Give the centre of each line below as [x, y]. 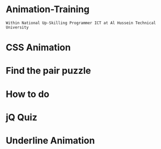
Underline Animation [51, 140]
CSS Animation [38, 48]
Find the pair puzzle [49, 71]
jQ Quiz [22, 117]
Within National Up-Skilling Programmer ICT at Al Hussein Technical [81, 23]
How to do [28, 94]
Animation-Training [48, 9]
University [17, 27]
